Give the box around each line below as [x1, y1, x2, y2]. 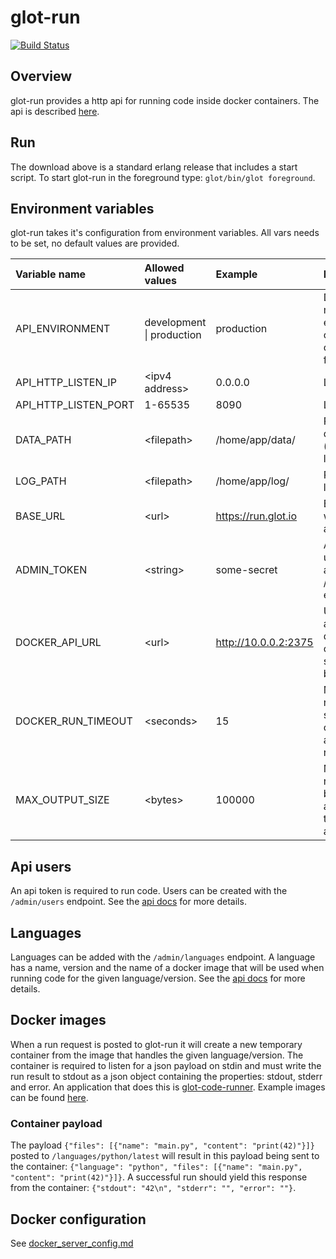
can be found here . [10, 1091, 89, 1103]
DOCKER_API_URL [15, 636, 102, 650]
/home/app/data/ [215, 433, 296, 447]
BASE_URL [15, 509, 66, 523]
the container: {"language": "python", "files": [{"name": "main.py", [10, 1161, 303, 1173]
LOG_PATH [15, 474, 67, 488]
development [144, 316, 207, 330]
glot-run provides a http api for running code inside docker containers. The [10, 94, 320, 106]
